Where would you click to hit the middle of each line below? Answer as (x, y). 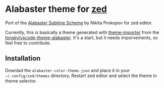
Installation (23, 59)
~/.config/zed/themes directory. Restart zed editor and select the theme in (81, 76)
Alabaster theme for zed (56, 9)
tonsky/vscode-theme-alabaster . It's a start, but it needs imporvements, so (82, 38)
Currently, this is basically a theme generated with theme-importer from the (82, 32)
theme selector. (21, 81)
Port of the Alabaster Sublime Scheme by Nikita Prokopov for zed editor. (79, 23)
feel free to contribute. (28, 43)
